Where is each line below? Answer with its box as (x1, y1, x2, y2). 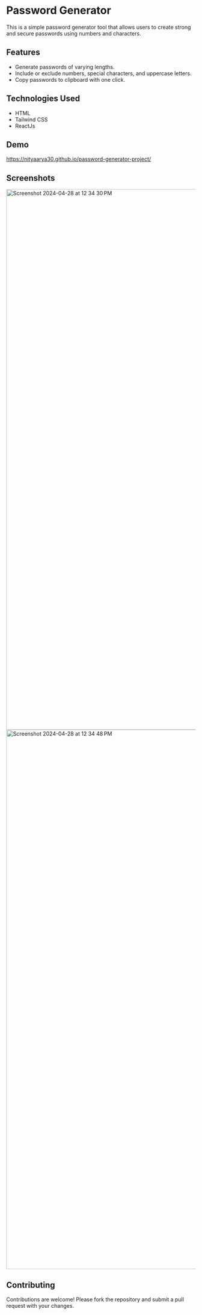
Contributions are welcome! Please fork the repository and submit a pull (6, 1296, 185, 1303)
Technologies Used (6, 94, 80, 104)
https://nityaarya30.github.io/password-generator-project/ (6, 156, 151, 163)
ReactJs (14, 122, 35, 129)
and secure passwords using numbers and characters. (6, 29, 141, 37)
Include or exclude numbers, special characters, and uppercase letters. (14, 70, 192, 77)
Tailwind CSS (14, 115, 48, 123)
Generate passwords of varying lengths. (14, 63, 115, 70)
